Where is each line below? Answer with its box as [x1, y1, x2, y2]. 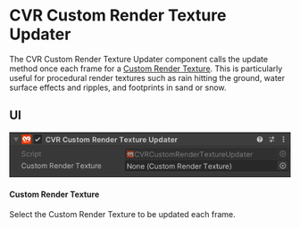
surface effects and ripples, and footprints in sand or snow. [9, 82, 227, 93]
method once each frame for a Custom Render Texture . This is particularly [9, 63, 283, 74]
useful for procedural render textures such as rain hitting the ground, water [9, 72, 286, 83]
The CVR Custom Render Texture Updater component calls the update [9, 53, 269, 64]
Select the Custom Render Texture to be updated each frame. [9, 208, 236, 219]
